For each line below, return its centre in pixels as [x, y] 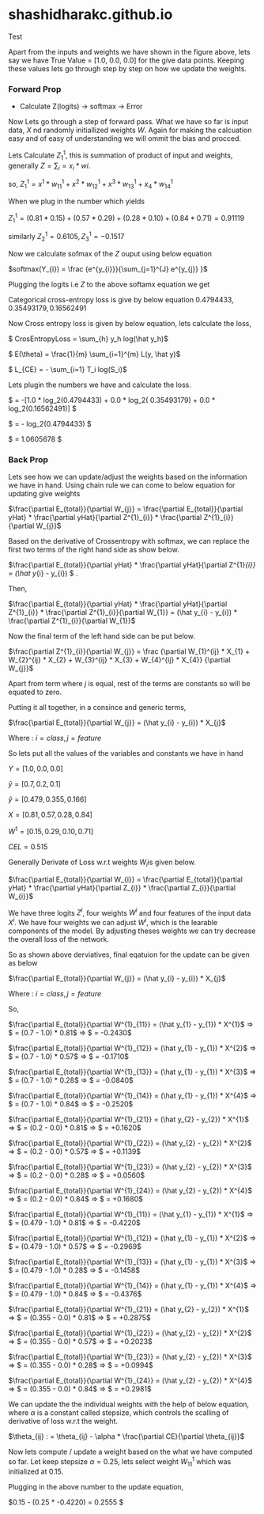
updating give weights [44, 494]
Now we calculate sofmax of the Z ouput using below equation [110, 253]
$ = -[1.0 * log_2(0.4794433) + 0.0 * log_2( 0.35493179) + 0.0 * [112, 400]
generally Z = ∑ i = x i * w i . [49, 166]
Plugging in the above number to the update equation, [96, 1487]
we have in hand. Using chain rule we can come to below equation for [122, 485]
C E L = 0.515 [28, 846]
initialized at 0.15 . [36, 1472]
